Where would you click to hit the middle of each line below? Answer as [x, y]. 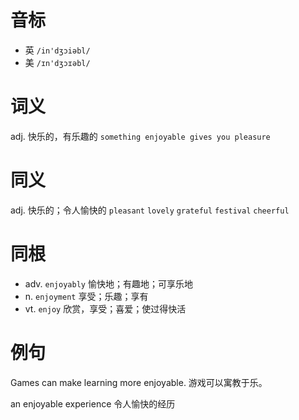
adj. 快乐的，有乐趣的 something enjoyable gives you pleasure [140, 136]
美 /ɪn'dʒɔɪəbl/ [57, 62]
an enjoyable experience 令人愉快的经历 [93, 403]
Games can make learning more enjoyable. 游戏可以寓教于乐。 [139, 382]
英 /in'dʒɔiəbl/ [57, 50]
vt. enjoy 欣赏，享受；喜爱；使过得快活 [105, 308]
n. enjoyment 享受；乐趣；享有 [86, 296]
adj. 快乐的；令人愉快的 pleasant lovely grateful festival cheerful [150, 210]
